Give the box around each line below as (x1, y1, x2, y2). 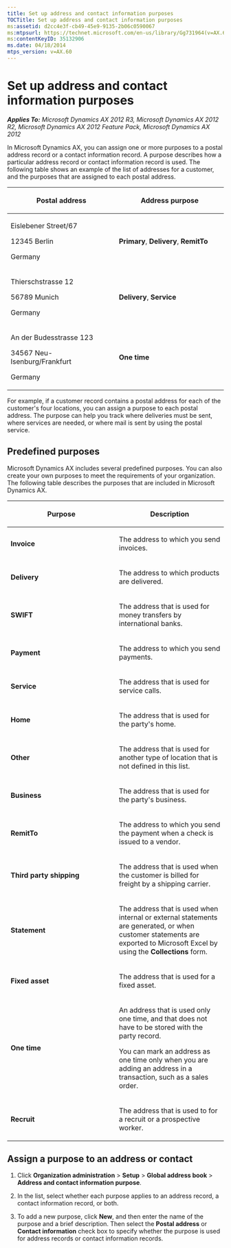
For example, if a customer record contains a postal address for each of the (7, 397, 221, 405)
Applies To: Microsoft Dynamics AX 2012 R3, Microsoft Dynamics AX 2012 (7, 115, 219, 124)
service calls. (119, 685, 162, 695)
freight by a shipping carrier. (119, 879, 211, 889)
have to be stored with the (119, 1022, 203, 1032)
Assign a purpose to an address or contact (7, 1153, 193, 1165)
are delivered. (119, 577, 164, 586)
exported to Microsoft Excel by (119, 938, 218, 948)
